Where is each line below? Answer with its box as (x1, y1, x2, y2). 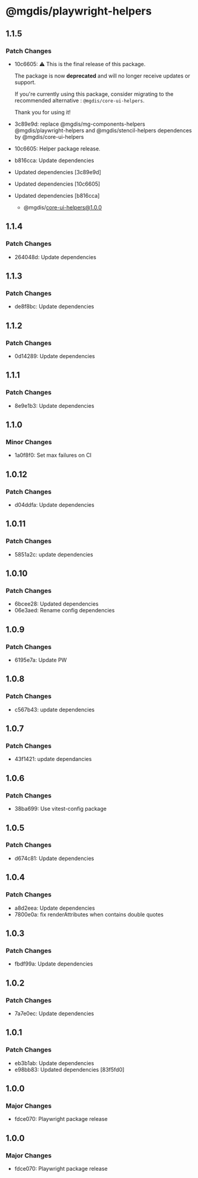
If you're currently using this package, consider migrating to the (14, 90, 174, 98)
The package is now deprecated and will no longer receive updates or (14, 72, 190, 80)
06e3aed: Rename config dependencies (14, 607, 115, 614)
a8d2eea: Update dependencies (14, 904, 95, 912)
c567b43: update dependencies (14, 706, 95, 713)
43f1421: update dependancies (14, 756, 92, 763)
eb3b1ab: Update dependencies (14, 1059, 94, 1066)
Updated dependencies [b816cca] (14, 192, 100, 199)
